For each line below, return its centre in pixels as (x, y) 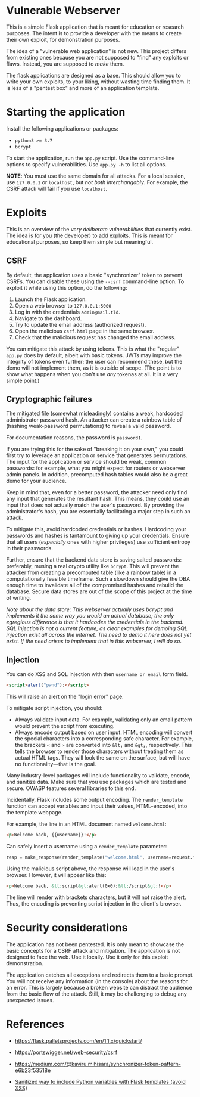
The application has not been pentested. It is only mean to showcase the (95, 944)
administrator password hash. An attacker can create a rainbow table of (94, 420)
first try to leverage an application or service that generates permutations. (97, 455)
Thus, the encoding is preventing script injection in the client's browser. (94, 903)
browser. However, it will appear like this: (56, 875)
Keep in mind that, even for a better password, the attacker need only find (97, 492)
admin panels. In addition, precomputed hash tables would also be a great (97, 475)
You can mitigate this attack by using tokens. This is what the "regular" (93, 349)
